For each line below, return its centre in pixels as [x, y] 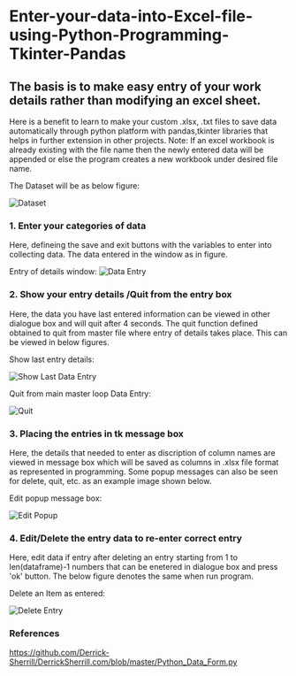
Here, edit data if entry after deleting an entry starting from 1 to [124, 557]
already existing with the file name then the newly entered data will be [137, 150]
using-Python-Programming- [119, 35]
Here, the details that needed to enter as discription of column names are [142, 452]
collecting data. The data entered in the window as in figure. [118, 255]
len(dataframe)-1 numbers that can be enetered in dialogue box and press [144, 567]
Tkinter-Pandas [68, 54]
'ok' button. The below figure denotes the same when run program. [132, 576]
